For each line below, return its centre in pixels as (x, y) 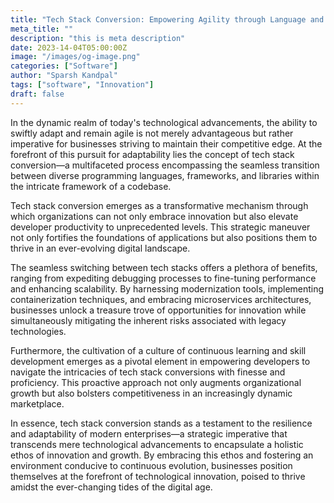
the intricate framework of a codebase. (91, 186)
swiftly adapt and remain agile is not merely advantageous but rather (152, 133)
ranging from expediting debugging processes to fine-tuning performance (163, 278)
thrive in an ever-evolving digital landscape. (100, 248)
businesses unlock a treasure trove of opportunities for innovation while (158, 310)
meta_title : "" (42, 29)
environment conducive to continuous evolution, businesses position (151, 465)
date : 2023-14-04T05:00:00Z (69, 47)
